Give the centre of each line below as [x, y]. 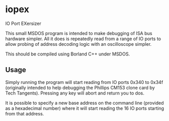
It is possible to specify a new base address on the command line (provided [84, 103]
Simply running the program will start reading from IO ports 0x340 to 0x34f [84, 82]
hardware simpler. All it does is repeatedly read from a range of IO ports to [83, 39]
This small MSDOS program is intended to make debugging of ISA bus [79, 33]
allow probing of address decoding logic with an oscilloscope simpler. [78, 44]
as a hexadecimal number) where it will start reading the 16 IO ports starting [85, 108]
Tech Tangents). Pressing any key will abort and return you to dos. [75, 93]
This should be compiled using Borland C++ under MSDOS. [68, 54]
